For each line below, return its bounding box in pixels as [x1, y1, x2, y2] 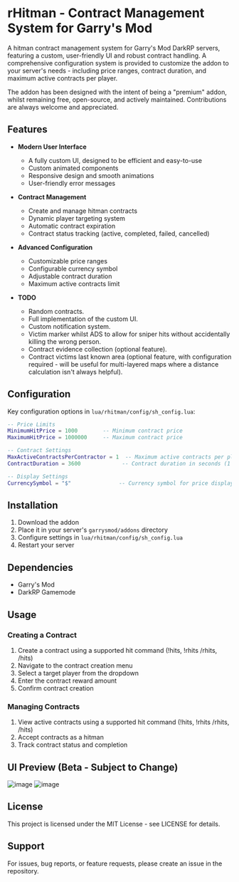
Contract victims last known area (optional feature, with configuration [28, 352, 232, 361]
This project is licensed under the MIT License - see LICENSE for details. [7, 819, 221, 828]
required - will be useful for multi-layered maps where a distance [28, 359, 219, 368]
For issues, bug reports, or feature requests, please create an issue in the [7, 859, 223, 868]
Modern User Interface [17, 142, 87, 151]
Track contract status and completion [17, 740, 128, 749]
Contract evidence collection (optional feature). [28, 345, 167, 353]
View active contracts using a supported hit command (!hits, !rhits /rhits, [17, 718, 230, 727]
